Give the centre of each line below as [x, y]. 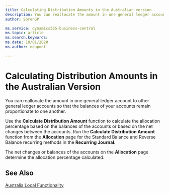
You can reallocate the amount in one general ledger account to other [77, 100]
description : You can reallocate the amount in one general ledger [77, 15]
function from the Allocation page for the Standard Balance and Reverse [80, 137]
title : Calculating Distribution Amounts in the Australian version [78, 10]
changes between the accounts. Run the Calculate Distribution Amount [80, 131]
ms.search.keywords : [27, 38]
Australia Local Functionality [34, 185]
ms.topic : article [24, 33]
